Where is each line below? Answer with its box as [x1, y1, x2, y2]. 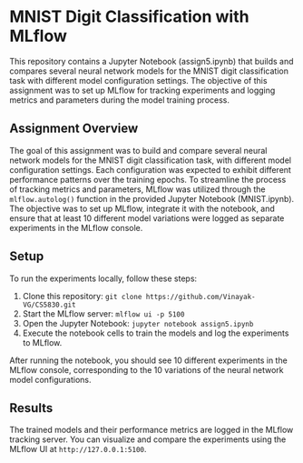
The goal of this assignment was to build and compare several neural [9, 145, 268, 156]
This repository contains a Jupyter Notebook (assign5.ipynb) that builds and [9, 55, 294, 66]
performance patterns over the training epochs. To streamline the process [9, 174, 287, 185]
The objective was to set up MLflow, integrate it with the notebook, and [9, 203, 275, 214]
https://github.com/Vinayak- [145, 292, 256, 301]
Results [9, 400, 54, 416]
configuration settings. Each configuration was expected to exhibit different [9, 164, 292, 175]
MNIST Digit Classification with [9, 6, 249, 27]
